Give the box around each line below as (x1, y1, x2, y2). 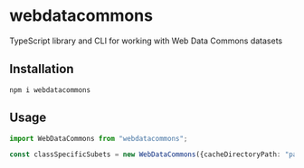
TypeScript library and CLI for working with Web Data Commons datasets (9, 35, 283, 46)
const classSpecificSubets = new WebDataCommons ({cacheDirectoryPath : (9, 150, 281, 159)
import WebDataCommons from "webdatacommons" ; (9, 134, 188, 143)
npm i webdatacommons (9, 85, 91, 95)
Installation (9, 61, 74, 77)
